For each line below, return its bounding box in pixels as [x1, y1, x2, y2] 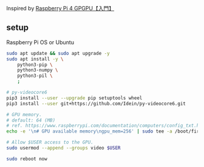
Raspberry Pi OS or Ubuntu [6, 38, 75, 46]
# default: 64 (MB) [6, 117, 56, 123]
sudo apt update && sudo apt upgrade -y [6, 50, 110, 56]
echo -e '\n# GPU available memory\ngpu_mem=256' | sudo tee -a [6, 128, 172, 134]
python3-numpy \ [17, 67, 59, 73]
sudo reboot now [6, 156, 47, 162]
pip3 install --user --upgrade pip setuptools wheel [6, 95, 143, 101]
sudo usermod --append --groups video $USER [6, 145, 121, 151]
